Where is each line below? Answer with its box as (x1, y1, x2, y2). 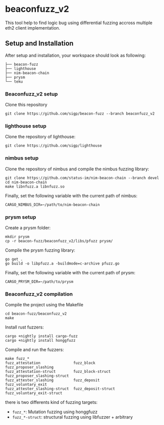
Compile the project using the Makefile (5, 302, 83, 308)
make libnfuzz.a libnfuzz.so (5, 184, 65, 189)
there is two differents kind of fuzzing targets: (5, 399, 98, 405)
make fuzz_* (5, 356, 29, 361)
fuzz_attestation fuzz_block (5, 360, 96, 365)
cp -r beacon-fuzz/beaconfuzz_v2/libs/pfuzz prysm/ (5, 238, 113, 243)
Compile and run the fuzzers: (5, 347, 64, 353)
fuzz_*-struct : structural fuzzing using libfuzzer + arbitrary (12, 414, 133, 420)
